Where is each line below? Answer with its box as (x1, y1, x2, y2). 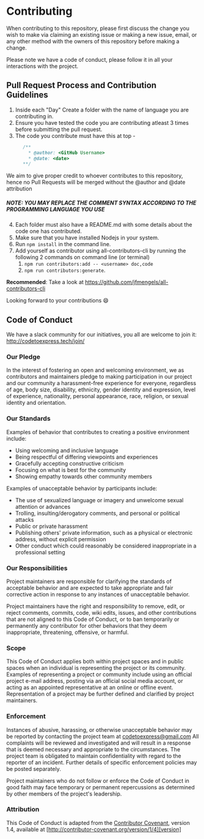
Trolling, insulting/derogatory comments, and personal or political (15, 510, 180, 517)
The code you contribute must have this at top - (15, 132, 136, 139)
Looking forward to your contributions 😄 (6, 297, 109, 304)
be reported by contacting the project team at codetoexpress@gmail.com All (6, 732, 199, 740)
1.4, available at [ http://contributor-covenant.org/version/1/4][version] (6, 826, 181, 833)
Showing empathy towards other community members (15, 473, 153, 480)
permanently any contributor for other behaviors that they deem (6, 622, 167, 629)
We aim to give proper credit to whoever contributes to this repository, (6, 172, 183, 179)
